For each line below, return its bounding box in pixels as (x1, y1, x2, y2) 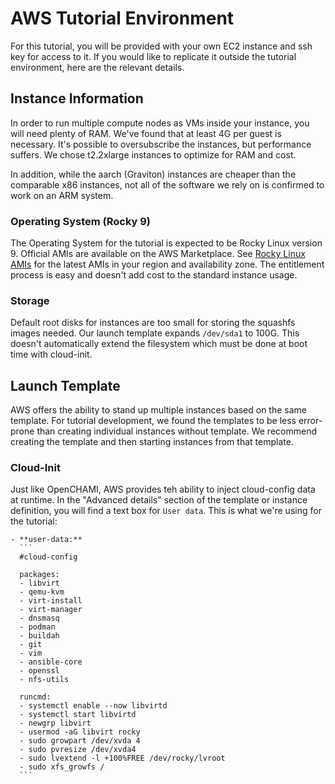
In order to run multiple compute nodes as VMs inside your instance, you (10, 117, 310, 129)
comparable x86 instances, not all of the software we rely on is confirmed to (10, 178, 325, 191)
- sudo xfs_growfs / (19, 762, 105, 772)
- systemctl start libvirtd (19, 710, 137, 720)
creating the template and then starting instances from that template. (10, 436, 294, 448)
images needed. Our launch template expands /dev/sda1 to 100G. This (10, 327, 300, 339)
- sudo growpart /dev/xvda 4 (19, 736, 141, 746)
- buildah (19, 631, 60, 641)
